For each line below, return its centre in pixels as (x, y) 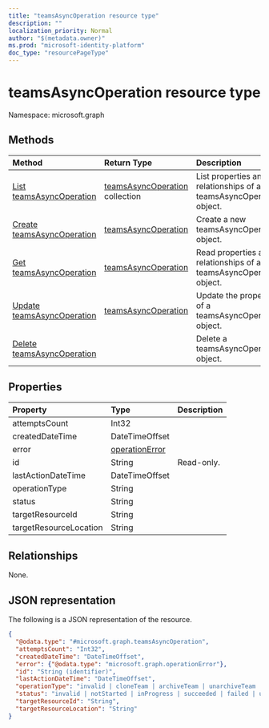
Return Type (128, 163)
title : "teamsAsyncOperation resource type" (84, 16)
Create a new (221, 219)
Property (30, 410)
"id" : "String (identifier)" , (66, 671)
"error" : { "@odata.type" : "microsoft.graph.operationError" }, (121, 664)
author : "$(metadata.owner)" (57, 38)
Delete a (211, 338)
